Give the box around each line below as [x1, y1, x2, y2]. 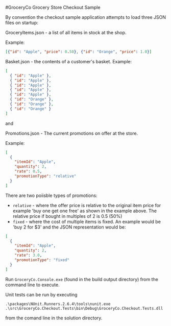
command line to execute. [5, 282, 60, 288]
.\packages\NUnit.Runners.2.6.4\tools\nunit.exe [5, 301, 111, 307]
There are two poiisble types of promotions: [5, 192, 98, 198]
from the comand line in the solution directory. [5, 315, 103, 321]
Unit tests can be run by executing [5, 291, 78, 297]
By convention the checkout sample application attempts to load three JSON [5, 14, 166, 20]
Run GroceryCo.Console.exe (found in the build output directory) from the [5, 276, 158, 282]
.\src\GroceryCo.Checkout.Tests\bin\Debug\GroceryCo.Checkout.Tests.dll [5, 306, 163, 311]
